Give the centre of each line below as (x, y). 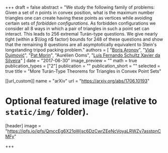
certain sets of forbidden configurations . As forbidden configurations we (80, 23)
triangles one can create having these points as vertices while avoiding (79, 18)
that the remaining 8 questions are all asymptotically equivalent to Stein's (81, 44)
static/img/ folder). (47, 112)
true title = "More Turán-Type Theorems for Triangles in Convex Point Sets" (83, 71)
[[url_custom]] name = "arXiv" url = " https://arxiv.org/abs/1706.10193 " (77, 81)
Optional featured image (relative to (81, 101)
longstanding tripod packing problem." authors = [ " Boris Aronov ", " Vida (80, 50)
